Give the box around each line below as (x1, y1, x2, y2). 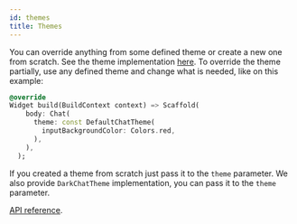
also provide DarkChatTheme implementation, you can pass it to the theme (9, 177, 277, 188)
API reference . (9, 204, 63, 215)
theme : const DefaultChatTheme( (32, 118, 155, 127)
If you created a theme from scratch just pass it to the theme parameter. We (9, 168, 289, 179)
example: (9, 75, 43, 86)
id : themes (9, 13, 51, 23)
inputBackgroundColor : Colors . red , (42, 126, 176, 135)
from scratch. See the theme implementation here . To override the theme (9, 56, 282, 67)
